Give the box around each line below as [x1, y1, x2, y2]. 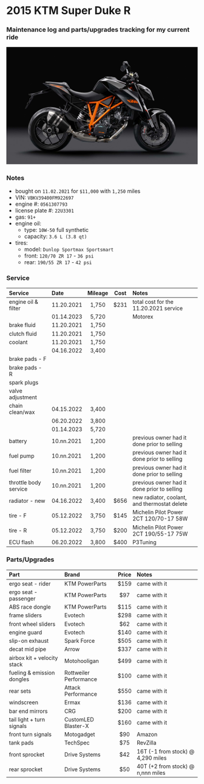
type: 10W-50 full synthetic [24, 226, 89, 233]
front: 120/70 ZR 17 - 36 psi [24, 252, 94, 259]
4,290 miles [136, 754, 167, 761]
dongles [8, 675, 29, 682]
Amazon [136, 731, 158, 738]
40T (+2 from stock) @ [136, 762, 195, 770]
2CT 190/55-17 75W [132, 530, 188, 537]
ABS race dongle [8, 603, 51, 611]
